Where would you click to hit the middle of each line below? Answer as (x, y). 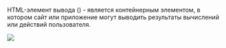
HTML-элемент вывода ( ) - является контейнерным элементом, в (104, 10)
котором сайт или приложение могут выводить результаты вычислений (113, 17)
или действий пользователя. (49, 24)
